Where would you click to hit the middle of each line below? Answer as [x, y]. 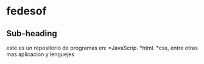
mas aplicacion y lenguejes [40, 54]
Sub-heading [32, 34]
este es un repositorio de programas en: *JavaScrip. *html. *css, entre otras [102, 48]
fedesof [26, 11]
